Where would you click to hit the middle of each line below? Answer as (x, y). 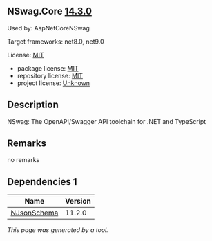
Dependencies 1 (42, 182)
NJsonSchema (35, 213)
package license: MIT (48, 68)
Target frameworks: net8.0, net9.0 (56, 42)
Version (78, 202)
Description (33, 105)
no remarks (23, 160)
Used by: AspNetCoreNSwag (48, 28)
